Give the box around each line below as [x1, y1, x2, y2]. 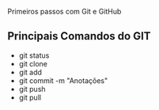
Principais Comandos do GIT [7, 29, 151, 43]
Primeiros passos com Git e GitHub [7, 7, 122, 16]
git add [18, 67, 43, 77]
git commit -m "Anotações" [18, 75, 108, 85]
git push [18, 84, 46, 93]
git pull [18, 93, 41, 102]
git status [18, 51, 50, 60]
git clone [18, 59, 48, 68]
